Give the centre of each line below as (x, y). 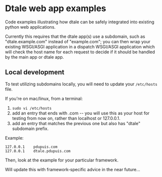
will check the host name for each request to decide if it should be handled (80, 52)
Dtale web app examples (56, 8)
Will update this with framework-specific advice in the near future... (72, 169)
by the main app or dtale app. (35, 57)
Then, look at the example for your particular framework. (62, 160)
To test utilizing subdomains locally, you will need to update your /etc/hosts (81, 84)
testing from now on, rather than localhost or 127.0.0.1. (66, 118)
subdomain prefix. (30, 129)
